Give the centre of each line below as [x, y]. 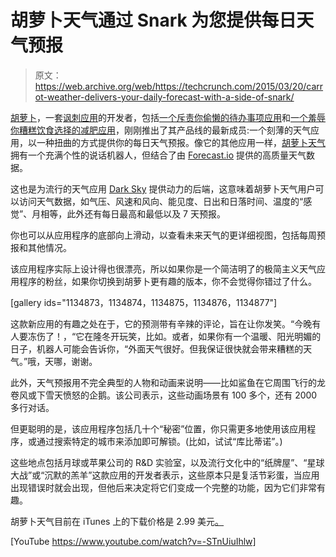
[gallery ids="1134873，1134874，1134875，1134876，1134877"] [144, 302]
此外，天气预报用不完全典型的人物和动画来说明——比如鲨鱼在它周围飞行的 [163, 382]
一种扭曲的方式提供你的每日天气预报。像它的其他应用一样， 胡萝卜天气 [181, 142]
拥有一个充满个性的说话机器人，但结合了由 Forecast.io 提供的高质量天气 [158, 155]
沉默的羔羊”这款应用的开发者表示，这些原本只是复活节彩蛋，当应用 [182, 475]
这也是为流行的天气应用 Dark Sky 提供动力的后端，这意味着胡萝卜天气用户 [163, 188]
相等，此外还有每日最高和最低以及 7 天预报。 [133, 213]
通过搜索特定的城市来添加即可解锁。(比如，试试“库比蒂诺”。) [159, 441]
